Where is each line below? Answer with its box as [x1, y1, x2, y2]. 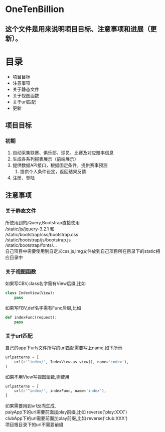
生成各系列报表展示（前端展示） [12, 156, 79, 162]
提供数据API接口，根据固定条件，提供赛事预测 [12, 162, 108, 169]
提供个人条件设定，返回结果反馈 [20, 169, 86, 175]
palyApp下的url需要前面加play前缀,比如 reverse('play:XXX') [5, 409, 127, 415]
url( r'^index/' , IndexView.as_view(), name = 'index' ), [14, 359, 129, 364]
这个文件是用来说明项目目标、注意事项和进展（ [5, 25, 150, 33]
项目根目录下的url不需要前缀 [5, 421, 64, 427]
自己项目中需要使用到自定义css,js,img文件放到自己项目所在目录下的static [5, 248, 156, 254]
